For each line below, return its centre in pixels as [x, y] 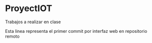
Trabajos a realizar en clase [33, 22]
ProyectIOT [29, 8]
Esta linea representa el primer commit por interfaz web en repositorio [76, 31]
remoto [12, 36]
